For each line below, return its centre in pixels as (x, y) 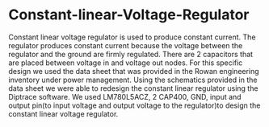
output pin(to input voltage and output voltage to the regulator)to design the (134, 105)
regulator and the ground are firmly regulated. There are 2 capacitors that (130, 54)
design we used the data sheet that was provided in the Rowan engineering (134, 71)
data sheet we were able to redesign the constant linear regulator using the (133, 88)
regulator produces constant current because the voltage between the (126, 45)
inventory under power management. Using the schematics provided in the (133, 80)
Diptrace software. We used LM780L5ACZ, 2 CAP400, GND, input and (125, 96)
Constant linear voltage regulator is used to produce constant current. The (132, 37)
